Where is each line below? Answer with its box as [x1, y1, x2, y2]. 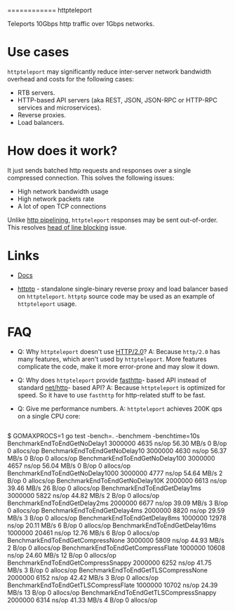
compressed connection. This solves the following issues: [7, 173, 175, 182]
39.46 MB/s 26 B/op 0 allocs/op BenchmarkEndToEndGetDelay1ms [7, 484, 201, 492]
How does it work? [7, 143, 118, 159]
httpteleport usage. [17, 299, 77, 308]
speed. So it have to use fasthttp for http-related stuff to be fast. [17, 390, 206, 399]
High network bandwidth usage [17, 187, 109, 195]
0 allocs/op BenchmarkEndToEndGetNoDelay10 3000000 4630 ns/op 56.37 [7, 446, 227, 455]
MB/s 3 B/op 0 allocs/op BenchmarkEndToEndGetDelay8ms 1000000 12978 [7, 513, 227, 522]
